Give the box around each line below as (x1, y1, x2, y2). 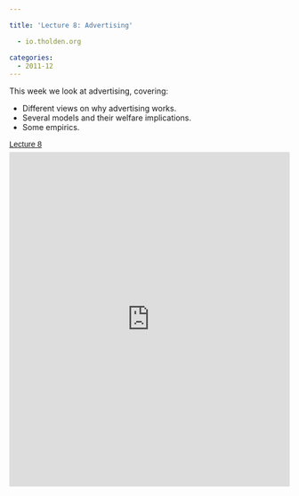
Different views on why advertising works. (21, 103, 177, 114)
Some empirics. (21, 122, 80, 133)
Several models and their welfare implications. (21, 112, 192, 123)
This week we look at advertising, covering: (9, 86, 169, 96)
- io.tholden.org (17, 37, 82, 45)
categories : (9, 53, 53, 62)
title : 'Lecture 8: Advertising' (9, 21, 133, 29)
